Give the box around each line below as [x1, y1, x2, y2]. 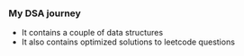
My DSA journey [8, 7, 82, 20]
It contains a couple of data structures [21, 28, 164, 38]
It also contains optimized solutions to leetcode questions [21, 36, 236, 47]
